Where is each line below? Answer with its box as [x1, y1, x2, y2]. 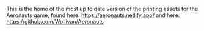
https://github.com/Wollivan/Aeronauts [6, 18, 104, 25]
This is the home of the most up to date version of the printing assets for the [6, 5, 199, 12]
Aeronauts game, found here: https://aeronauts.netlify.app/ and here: [6, 12, 180, 19]
